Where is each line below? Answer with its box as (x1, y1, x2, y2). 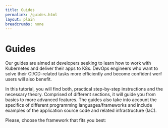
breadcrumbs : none (5, 21, 44, 27)
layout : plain (5, 17, 35, 22)
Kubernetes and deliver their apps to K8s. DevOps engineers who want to (5, 65, 158, 71)
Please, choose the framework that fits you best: (5, 117, 106, 123)
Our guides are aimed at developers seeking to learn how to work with (5, 60, 151, 66)
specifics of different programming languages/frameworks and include (5, 102, 152, 108)
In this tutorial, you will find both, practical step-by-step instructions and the (5, 86, 163, 92)
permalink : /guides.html (5, 12, 58, 17)
